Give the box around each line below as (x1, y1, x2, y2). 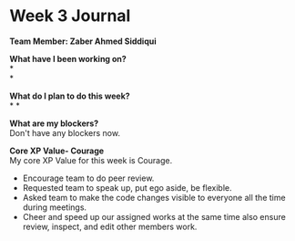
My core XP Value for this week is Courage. (9, 154, 173, 165)
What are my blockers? (9, 118, 99, 129)
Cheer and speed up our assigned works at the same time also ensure (22, 211, 287, 222)
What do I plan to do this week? (9, 90, 130, 101)
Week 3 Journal (9, 5, 131, 26)
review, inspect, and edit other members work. (22, 221, 198, 232)
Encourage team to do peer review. (22, 173, 155, 183)
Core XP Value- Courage (9, 145, 105, 156)
